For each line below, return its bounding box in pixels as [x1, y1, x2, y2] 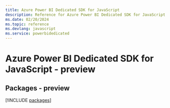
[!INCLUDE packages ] [5, 97, 52, 103]
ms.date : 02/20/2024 [5, 17, 50, 22]
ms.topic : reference [5, 21, 50, 27]
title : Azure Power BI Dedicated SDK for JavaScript [5, 7, 120, 13]
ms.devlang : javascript [5, 26, 56, 31]
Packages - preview [5, 84, 70, 92]
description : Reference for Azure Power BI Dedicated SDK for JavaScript [5, 12, 166, 17]
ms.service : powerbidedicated [5, 31, 70, 36]
